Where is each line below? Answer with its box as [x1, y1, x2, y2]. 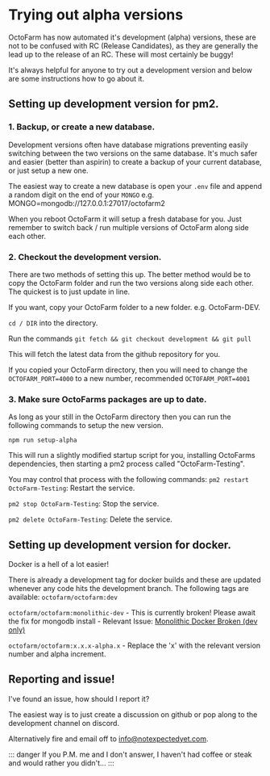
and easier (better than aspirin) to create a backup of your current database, [8, 157, 262, 166]
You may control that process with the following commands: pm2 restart [8, 475, 249, 484]
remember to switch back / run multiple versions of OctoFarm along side [8, 222, 249, 232]
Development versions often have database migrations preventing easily [8, 140, 248, 149]
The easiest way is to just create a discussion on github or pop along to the [8, 709, 258, 719]
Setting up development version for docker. [8, 538, 231, 552]
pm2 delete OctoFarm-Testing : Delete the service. [8, 514, 173, 524]
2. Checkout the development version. [8, 251, 162, 262]
